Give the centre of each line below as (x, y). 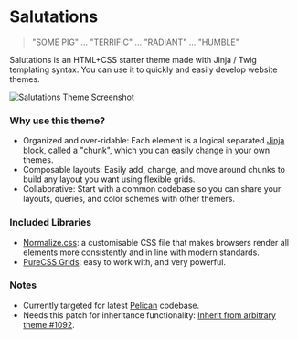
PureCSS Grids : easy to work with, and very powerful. (124, 261)
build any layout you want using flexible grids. (109, 179)
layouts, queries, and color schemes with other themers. (129, 199)
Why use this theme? (58, 121)
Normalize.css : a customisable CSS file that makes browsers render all (156, 242)
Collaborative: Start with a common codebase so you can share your (152, 189)
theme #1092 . (48, 324)
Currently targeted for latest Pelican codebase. (111, 305)
